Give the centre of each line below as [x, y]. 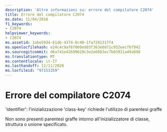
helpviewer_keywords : [28, 33]
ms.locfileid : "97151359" [32, 71]
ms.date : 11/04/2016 [27, 19]
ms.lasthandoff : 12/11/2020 [35, 66]
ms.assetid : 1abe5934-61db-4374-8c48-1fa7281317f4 [59, 43]
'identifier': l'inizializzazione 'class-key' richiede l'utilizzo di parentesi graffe [84, 109]
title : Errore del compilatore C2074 [45, 15]
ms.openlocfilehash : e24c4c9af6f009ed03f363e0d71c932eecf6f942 [73, 47]
